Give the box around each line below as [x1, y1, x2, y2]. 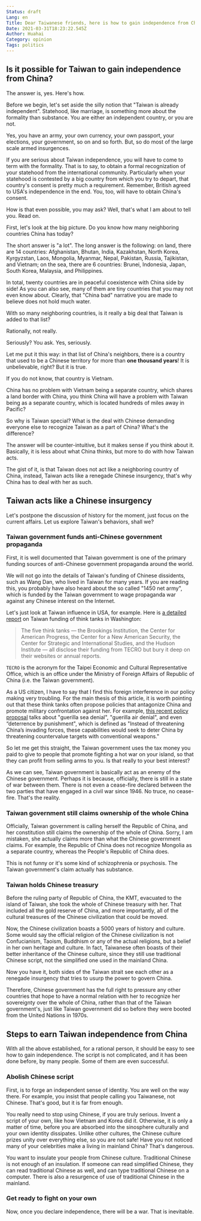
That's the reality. [17, 794, 61, 801]
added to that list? [6, 315, 51, 323]
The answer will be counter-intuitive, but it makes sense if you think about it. [6, 441, 194, 449]
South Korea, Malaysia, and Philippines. [6, 267, 103, 274]
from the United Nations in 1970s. [6, 1012, 89, 1019]
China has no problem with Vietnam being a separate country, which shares [6, 386, 193, 394]
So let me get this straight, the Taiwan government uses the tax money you [6, 744, 191, 751]
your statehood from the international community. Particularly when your [6, 169, 185, 176]
